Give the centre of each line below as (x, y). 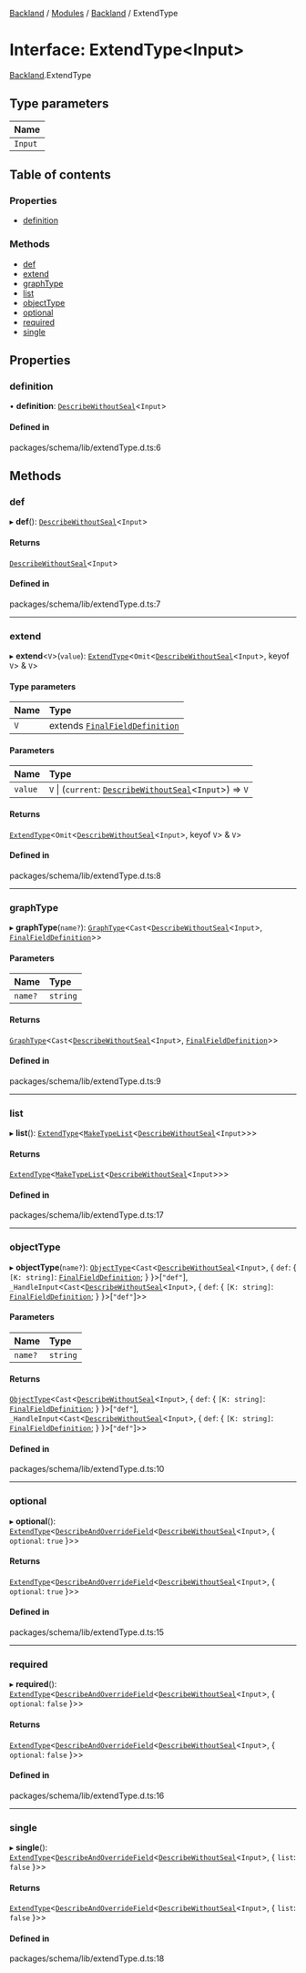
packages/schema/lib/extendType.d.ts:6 (85, 447)
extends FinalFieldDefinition (114, 726)
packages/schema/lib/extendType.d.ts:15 (87, 1632)
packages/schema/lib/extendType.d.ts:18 (87, 1958)
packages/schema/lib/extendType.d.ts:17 (87, 1215)
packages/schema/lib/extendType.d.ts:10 (87, 1469)
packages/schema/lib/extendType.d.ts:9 (85, 1081)
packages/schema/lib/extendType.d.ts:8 (85, 875)
